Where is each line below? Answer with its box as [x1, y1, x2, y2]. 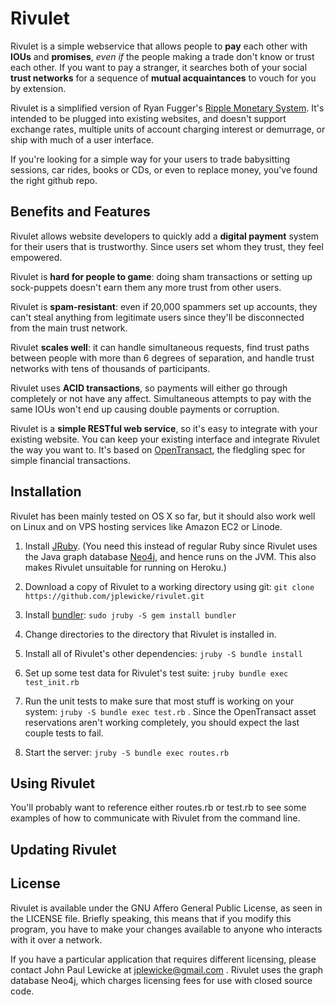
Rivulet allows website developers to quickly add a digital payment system [10, 230, 319, 242]
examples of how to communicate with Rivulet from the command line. [10, 812, 301, 824]
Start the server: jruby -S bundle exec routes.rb [24, 746, 230, 758]
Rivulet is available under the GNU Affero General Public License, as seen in [10, 902, 323, 914]
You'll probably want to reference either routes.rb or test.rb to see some [10, 802, 307, 814]
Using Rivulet [10, 775, 96, 792]
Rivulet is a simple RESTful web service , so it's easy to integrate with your [10, 422, 318, 434]
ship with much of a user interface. [10, 133, 155, 146]
